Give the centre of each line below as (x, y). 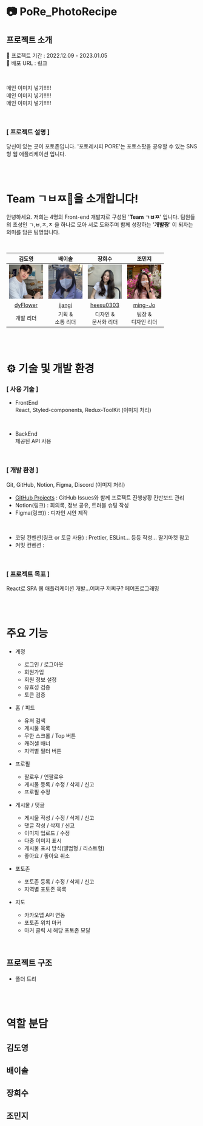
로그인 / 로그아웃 (44, 664)
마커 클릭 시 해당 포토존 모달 (57, 930)
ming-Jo (144, 305)
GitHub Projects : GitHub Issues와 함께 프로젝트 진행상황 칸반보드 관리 (100, 497)
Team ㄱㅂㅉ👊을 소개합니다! (72, 199)
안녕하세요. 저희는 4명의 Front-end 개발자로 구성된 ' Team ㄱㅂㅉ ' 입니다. (93, 217)
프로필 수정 (37, 792)
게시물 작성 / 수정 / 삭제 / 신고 (59, 818)
